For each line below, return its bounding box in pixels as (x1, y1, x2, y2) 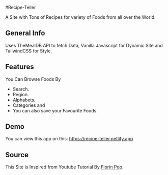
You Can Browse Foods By (5, 76, 61, 82)
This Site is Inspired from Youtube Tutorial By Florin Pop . (5, 164, 124, 170)
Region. (12, 91, 29, 97)
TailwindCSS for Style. (5, 48, 52, 54)
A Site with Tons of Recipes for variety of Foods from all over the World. (5, 14, 156, 20)
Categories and (12, 102, 45, 108)
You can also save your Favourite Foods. (12, 107, 98, 113)
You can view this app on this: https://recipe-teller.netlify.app (5, 136, 133, 142)
